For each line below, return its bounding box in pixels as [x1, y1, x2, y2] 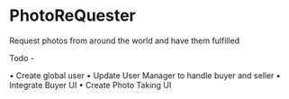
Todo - [9, 52, 34, 63]
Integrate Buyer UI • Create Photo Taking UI [9, 79, 172, 90]
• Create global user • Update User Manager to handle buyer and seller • [9, 69, 281, 81]
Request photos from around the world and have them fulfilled [9, 35, 240, 46]
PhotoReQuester [9, 5, 137, 26]
